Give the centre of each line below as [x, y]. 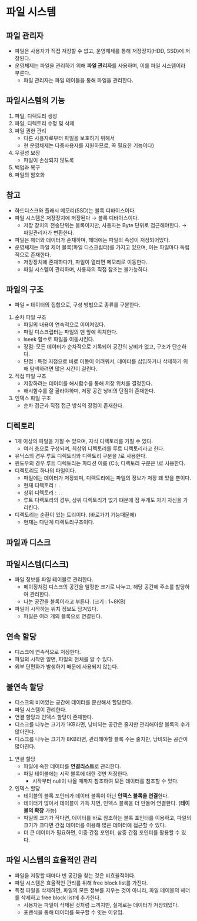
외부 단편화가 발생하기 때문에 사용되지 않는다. [66, 667]
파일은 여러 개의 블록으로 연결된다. [63, 616]
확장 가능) [46, 810]
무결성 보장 [27, 152]
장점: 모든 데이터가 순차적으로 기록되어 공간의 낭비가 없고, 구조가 [97, 347]
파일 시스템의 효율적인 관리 [51, 860]
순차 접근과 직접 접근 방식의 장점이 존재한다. [74, 405]
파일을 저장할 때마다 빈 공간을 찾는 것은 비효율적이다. [75, 875]
